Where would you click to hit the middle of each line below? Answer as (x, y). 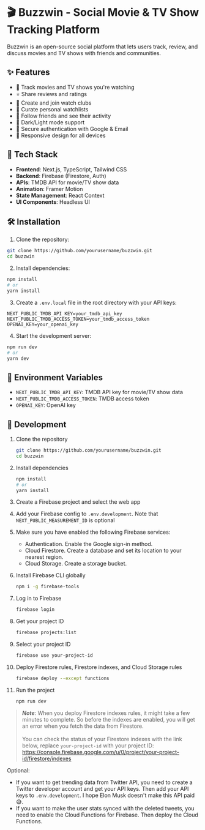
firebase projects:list (46, 633)
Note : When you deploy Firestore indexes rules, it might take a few (106, 713)
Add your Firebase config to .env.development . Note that (87, 514)
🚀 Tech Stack (32, 155)
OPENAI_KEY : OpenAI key (46, 405)
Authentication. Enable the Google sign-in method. (89, 544)
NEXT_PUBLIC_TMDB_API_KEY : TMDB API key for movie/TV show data (99, 392)
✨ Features (28, 73)
